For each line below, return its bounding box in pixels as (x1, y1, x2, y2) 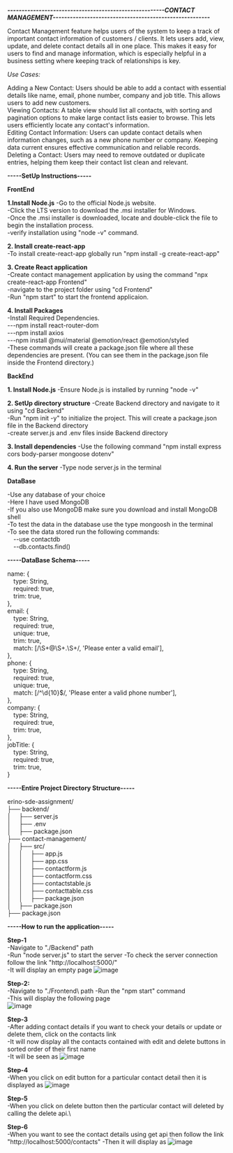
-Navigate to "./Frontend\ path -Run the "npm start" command (7, 986, 186, 995)
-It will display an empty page (7, 965, 93, 974)
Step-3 (7, 1015, 28, 1024)
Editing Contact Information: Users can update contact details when (7, 129, 202, 136)
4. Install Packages (7, 306, 63, 314)
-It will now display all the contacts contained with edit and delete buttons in (7, 1038, 226, 1045)
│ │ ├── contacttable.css (7, 886, 93, 895)
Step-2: (7, 979, 30, 987)
